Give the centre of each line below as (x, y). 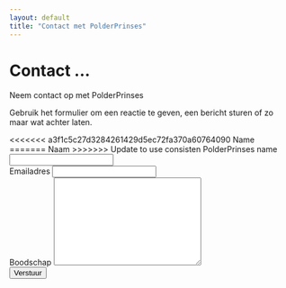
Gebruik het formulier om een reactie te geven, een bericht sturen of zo (142, 112)
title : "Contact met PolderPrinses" (78, 26)
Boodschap (31, 263)
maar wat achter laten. (51, 122)
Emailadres (30, 171)
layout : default (40, 18)
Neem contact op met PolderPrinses (76, 95)
